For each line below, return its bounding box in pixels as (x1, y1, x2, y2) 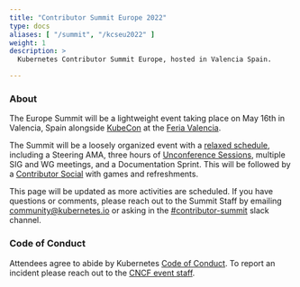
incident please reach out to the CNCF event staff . (9, 267, 195, 278)
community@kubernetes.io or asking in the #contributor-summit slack (9, 205, 269, 216)
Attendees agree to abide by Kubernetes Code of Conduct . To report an (9, 257, 276, 268)
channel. (9, 215, 42, 226)
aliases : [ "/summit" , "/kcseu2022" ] (9, 30, 155, 39)
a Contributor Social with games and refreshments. (9, 168, 199, 180)
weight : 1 (9, 38, 47, 48)
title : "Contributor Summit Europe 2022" (9, 13, 168, 22)
